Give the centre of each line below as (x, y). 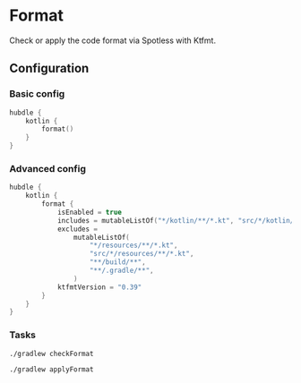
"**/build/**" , (117, 262)
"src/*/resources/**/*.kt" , (142, 254)
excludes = (77, 229)
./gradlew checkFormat (52, 353)
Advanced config (48, 168)
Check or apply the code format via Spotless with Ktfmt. (113, 40)
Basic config (37, 94)
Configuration (49, 68)
